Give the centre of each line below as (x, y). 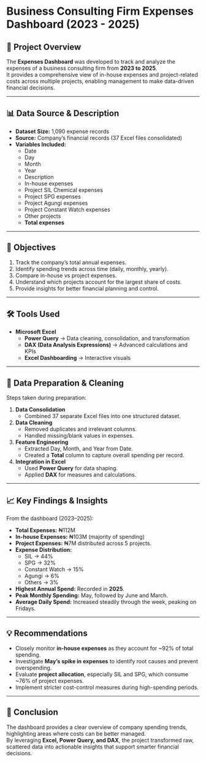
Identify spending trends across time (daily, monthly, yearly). (92, 269)
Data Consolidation (40, 410)
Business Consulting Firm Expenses (100, 11)
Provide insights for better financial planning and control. (87, 288)
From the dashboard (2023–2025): (50, 519)
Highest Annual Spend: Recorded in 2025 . (70, 589)
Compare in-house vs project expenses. (66, 275)
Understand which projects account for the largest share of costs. (98, 282)
